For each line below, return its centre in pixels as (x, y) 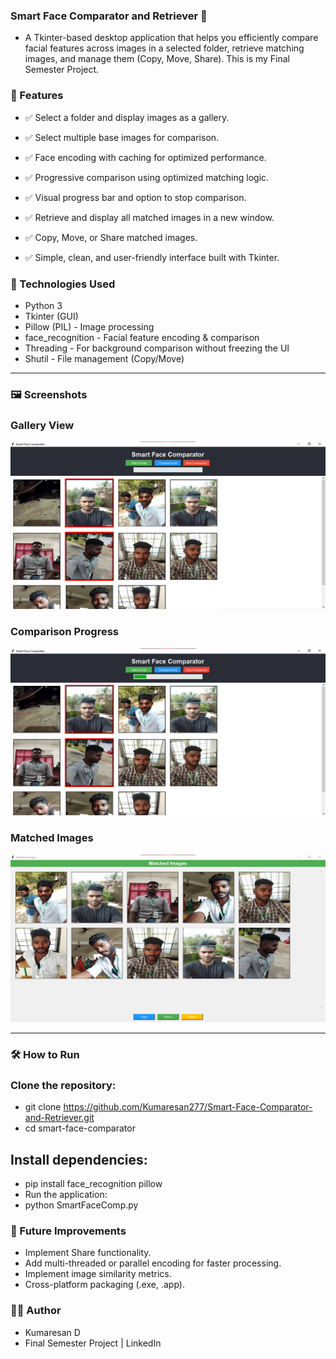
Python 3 (43, 305)
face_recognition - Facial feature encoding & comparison (142, 337)
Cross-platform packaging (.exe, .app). (104, 1285)
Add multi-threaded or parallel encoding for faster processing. (153, 1263)
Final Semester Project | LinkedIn (93, 1343)
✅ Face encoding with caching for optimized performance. (145, 157)
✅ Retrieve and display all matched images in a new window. (149, 217)
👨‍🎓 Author (36, 1311)
